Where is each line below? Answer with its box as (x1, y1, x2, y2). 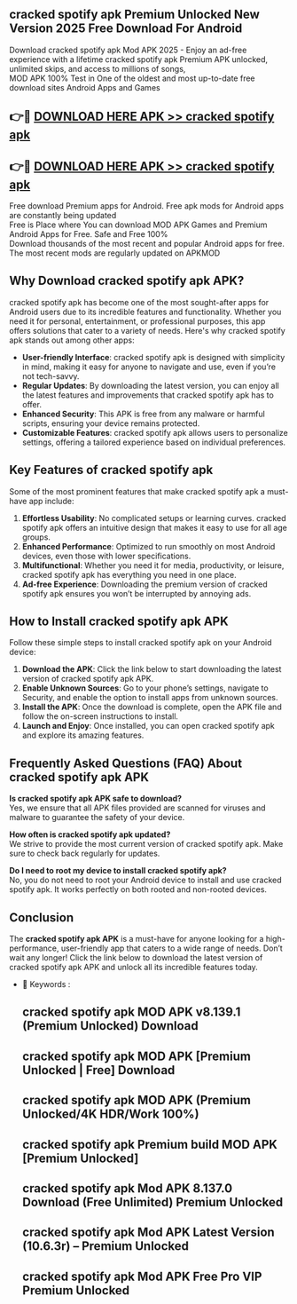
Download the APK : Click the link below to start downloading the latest (21, 664, 282, 675)
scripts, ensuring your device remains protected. (21, 417, 200, 429)
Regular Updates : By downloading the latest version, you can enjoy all (21, 380, 279, 391)
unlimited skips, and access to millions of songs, (9, 63, 186, 74)
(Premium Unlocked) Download (21, 1018, 199, 1033)
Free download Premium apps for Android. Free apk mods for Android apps (9, 201, 285, 211)
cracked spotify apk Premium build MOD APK (21, 1136, 277, 1152)
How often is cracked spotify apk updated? (9, 829, 171, 840)
